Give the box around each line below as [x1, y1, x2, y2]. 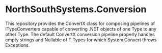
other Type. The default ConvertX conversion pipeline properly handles [5, 31, 155, 37]
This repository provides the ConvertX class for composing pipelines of [5, 20, 155, 26]
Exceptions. [5, 42, 30, 48]
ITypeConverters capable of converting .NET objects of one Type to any [5, 25, 157, 32]
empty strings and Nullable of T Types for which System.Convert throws [5, 37, 157, 43]
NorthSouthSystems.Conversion [5, 4, 147, 15]
